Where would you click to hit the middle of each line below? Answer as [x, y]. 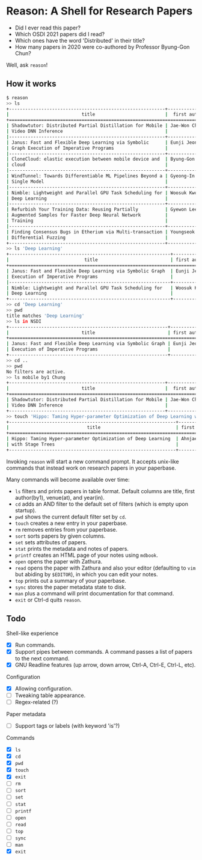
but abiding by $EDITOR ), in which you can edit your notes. [86, 574]
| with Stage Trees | [93, 444]
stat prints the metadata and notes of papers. [72, 548]
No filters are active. [36, 372]
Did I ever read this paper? [48, 28]
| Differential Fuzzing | [87, 238]
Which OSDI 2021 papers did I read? [60, 34]
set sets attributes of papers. [51, 542]
